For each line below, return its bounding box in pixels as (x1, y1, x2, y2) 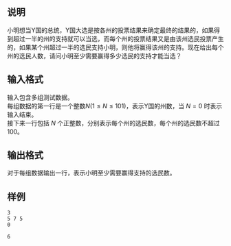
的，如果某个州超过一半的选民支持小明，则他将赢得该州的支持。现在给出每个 (7, 43, 224, 51)
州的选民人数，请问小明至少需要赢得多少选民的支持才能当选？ (7, 51, 182, 60)
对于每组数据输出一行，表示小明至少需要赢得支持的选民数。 (7, 169, 176, 177)
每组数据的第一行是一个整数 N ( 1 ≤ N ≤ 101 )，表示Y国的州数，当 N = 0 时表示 (7, 101, 222, 110)
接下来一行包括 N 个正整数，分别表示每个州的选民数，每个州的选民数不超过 (7, 119, 220, 127)
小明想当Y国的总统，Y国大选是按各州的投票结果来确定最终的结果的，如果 (7, 26, 214, 34)
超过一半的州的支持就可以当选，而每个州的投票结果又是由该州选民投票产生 (12, 34, 224, 42)
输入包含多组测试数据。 (7, 93, 74, 101)
